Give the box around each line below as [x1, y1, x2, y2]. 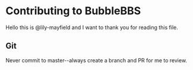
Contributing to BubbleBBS [5, 4, 141, 18]
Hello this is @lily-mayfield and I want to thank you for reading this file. [5, 24, 179, 31]
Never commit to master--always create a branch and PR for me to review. [5, 56, 188, 63]
